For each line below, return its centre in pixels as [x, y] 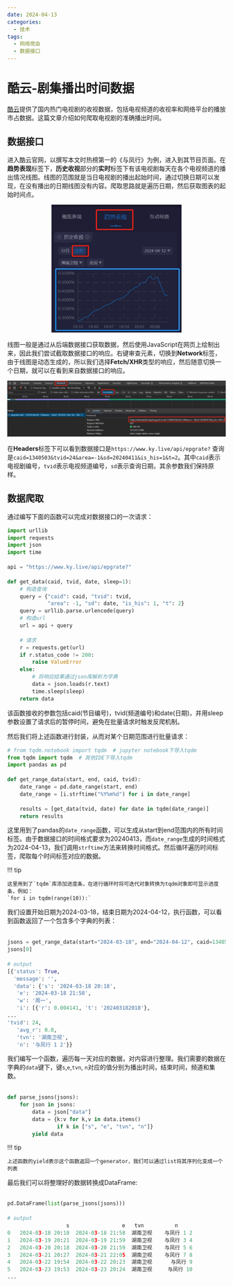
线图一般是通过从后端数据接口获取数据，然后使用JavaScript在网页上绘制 [111, 345]
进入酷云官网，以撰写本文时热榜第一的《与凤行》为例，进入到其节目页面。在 [116, 160]
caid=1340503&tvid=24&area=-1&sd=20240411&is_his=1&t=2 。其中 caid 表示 [117, 457]
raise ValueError [57, 662]
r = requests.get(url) [52, 648]
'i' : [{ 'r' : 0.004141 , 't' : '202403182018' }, [83, 1008]
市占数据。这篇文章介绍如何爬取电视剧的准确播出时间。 [86, 117]
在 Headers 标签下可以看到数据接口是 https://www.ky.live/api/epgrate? [109, 448]
